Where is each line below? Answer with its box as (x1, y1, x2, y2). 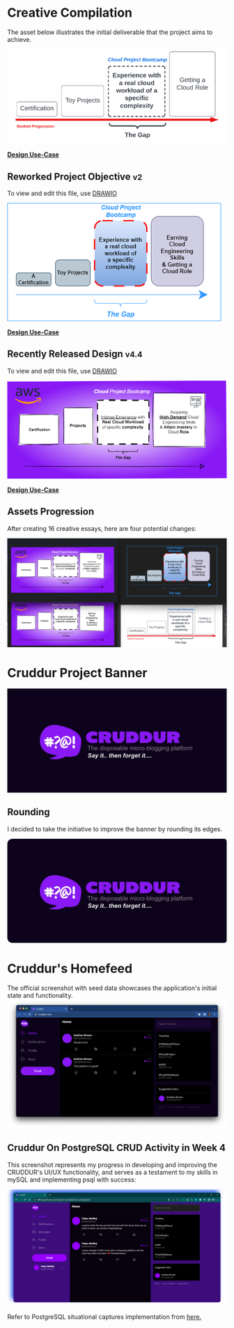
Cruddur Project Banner (7, 665, 148, 681)
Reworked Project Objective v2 (7, 171, 143, 183)
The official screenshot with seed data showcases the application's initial (7, 984, 217, 992)
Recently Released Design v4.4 (7, 348, 143, 360)
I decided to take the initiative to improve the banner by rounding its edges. (7, 824, 223, 833)
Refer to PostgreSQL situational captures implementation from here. (7, 1312, 202, 1321)
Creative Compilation (7, 5, 133, 21)
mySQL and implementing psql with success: (7, 1175, 136, 1184)
